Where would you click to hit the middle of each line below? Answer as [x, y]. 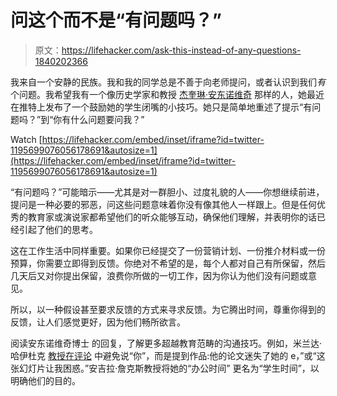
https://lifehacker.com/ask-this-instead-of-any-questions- [181, 50]
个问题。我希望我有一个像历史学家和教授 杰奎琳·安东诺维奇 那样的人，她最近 [167, 94]
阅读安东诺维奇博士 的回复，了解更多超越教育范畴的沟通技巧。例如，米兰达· [166, 343]
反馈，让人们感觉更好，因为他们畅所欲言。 [98, 322]
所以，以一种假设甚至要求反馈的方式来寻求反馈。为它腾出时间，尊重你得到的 [168, 309]
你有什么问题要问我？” [99, 119]
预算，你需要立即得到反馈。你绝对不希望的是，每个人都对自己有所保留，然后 [168, 263]
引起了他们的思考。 [58, 229]
